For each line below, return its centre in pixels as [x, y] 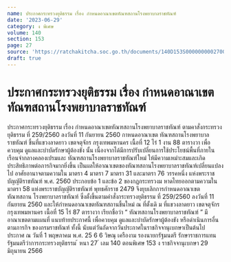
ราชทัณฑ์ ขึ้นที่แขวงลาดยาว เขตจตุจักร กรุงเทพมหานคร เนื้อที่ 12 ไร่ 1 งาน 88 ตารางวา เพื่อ [109, 142]
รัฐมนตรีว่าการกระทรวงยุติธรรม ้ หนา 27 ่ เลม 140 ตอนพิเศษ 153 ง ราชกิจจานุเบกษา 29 [108, 243]
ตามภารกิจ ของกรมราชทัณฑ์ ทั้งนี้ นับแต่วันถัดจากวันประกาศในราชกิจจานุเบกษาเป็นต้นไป [106, 227]
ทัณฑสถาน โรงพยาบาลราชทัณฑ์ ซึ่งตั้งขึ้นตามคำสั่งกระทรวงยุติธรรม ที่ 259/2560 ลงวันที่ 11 [111, 196]
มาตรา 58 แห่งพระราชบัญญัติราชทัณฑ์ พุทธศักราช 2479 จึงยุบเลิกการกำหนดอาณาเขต [104, 188]
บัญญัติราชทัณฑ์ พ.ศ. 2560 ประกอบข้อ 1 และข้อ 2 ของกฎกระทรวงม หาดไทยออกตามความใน [112, 181]
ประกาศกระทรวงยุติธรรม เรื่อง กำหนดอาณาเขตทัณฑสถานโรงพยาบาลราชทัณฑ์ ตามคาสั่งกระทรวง [114, 127]
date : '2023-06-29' [35, 20]
